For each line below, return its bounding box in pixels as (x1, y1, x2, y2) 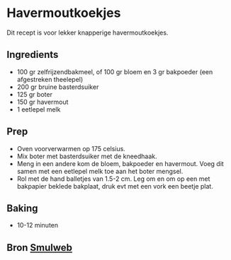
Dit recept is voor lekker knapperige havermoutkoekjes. (6, 28, 169, 37)
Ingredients (6, 49, 59, 61)
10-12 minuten (16, 221, 59, 230)
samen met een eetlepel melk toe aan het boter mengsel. (16, 167, 184, 175)
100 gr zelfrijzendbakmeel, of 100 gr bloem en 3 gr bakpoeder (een (16, 67, 213, 76)
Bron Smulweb (6, 242, 72, 254)
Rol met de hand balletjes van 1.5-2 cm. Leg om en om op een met (16, 175, 210, 183)
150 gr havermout (16, 97, 69, 106)
